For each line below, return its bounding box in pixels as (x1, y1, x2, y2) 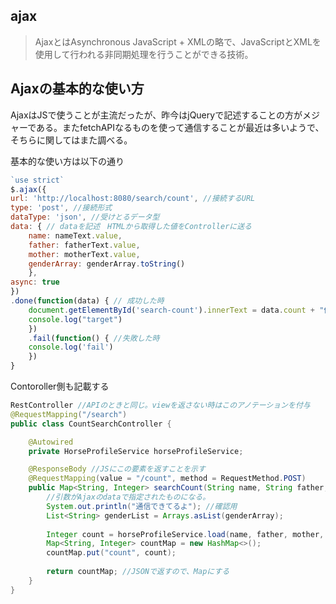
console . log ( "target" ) (28, 314, 123, 324)
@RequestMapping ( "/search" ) (10, 409, 128, 419)
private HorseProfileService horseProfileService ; (28, 446, 244, 456)
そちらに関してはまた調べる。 (10, 134, 133, 146)
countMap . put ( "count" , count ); (46, 548, 177, 558)
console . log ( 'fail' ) (28, 342, 114, 353)
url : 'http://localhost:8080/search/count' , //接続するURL (10, 194, 256, 204)
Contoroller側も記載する (10, 380, 110, 392)
